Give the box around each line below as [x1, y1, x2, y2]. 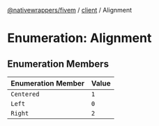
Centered [10, 90, 40, 98]
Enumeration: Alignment [7, 31, 152, 46]
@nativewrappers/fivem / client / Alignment [7, 6, 132, 14]
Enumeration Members [7, 58, 109, 70]
